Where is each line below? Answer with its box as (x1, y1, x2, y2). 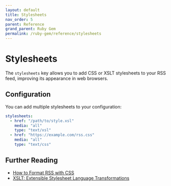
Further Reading (5, 156, 58, 165)
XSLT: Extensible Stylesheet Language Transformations (12, 175, 130, 181)
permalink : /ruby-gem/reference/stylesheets (5, 31, 102, 36)
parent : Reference (5, 21, 44, 27)
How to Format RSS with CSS (12, 169, 75, 176)
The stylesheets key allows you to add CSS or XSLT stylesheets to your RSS (5, 70, 166, 76)
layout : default (5, 7, 40, 13)
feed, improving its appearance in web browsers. (5, 75, 108, 82)
